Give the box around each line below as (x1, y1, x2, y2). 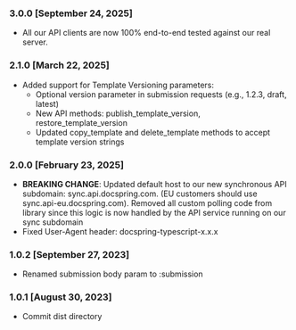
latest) (35, 98, 60, 109)
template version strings (35, 136, 125, 147)
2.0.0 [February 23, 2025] (9, 159, 125, 171)
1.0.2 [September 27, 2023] (9, 248, 130, 260)
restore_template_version (35, 117, 127, 128)
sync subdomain (21, 217, 84, 227)
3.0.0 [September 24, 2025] (9, 7, 134, 20)
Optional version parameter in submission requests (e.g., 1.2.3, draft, (35, 88, 287, 100)
